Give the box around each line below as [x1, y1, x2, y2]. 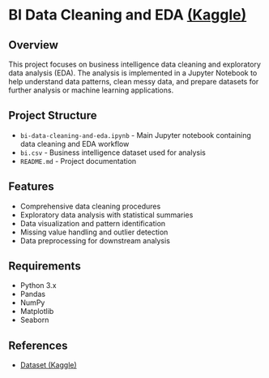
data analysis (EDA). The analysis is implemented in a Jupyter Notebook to [8, 68, 258, 78]
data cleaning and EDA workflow [19, 139, 130, 148]
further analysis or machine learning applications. [8, 85, 174, 95]
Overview [8, 38, 59, 52]
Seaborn [19, 315, 49, 325]
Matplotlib [19, 307, 54, 316]
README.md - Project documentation [19, 156, 137, 165]
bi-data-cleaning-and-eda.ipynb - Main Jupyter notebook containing [19, 130, 251, 140]
